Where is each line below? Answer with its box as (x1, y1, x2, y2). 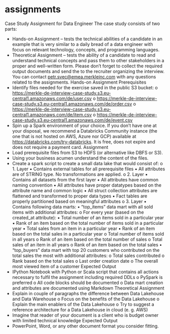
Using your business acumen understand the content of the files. (12, 155, 149, 161)
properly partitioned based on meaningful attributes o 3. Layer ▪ (12, 198, 147, 204)
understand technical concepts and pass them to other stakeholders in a (12, 57, 164, 63)
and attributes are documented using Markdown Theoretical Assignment (12, 285, 165, 291)
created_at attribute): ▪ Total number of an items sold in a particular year (12, 214, 164, 220)
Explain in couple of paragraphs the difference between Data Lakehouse (12, 290, 164, 296)
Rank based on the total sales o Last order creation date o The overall (12, 258, 158, 264)
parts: (5, 25, 17, 32)
